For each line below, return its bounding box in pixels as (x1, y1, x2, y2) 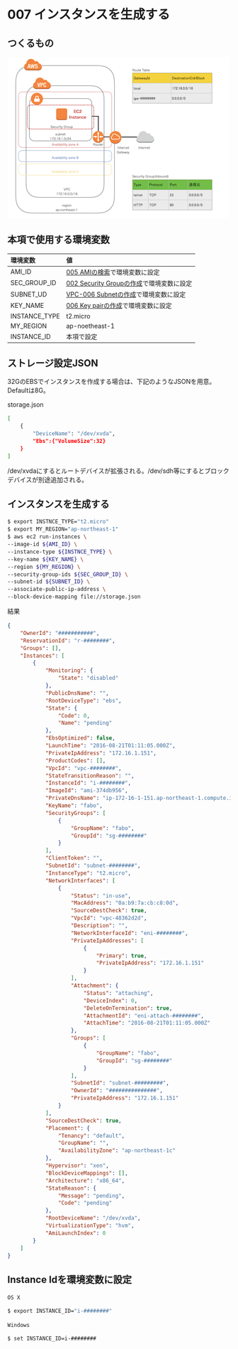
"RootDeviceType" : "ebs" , (45, 697, 122, 704)
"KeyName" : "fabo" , (45, 802, 103, 809)
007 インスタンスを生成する (7, 6, 171, 23)
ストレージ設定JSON (7, 357, 98, 369)
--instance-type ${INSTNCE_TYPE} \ (7, 548, 113, 555)
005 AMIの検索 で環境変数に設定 (66, 267, 160, 276)
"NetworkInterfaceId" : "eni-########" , (70, 929, 189, 937)
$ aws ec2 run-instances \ (7, 533, 87, 540)
